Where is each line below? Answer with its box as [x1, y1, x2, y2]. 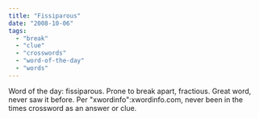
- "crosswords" [15, 49, 67, 57]
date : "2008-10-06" [8, 19, 74, 27]
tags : [8, 27, 27, 35]
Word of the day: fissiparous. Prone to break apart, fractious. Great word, [8, 86, 252, 96]
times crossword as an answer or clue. [8, 103, 137, 113]
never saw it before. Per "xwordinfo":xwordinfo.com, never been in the [8, 94, 244, 105]
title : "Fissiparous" [8, 11, 81, 20]
